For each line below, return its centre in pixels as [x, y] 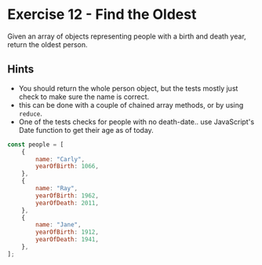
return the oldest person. [47, 44]
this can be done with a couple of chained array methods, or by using [131, 105]
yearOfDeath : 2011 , [67, 203]
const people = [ [36, 144]
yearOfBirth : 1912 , [67, 232]
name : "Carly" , [60, 159]
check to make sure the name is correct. [84, 97]
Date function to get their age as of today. [86, 130]
